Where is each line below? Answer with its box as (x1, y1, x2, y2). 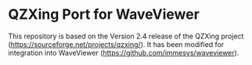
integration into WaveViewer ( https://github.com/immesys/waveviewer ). (8, 48, 239, 57)
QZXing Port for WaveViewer (8, 5, 200, 23)
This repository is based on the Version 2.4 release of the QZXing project (8, 31, 244, 41)
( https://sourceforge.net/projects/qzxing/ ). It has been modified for (8, 39, 225, 49)
